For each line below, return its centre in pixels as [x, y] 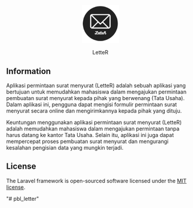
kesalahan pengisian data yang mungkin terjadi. [65, 148]
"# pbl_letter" [23, 198]
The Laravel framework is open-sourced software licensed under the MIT [96, 181]
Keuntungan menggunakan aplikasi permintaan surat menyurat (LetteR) [94, 122]
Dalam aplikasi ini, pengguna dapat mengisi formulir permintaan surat [92, 105]
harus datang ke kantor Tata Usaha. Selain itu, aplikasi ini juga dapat [90, 135]
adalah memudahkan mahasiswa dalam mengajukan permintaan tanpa [93, 129]
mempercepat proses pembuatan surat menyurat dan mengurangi [88, 141]
